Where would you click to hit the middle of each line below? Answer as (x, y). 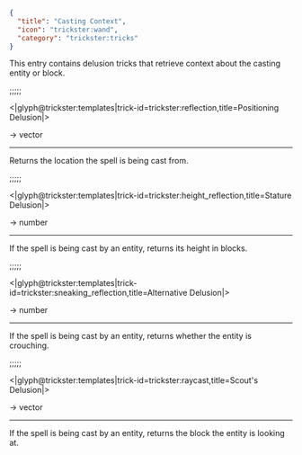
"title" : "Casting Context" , (72, 21)
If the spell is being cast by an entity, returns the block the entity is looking (147, 433)
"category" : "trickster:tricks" (78, 38)
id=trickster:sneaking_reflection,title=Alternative (98, 293)
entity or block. (37, 73)
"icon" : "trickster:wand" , (68, 30)
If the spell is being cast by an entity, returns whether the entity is (130, 336)
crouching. (29, 345)
